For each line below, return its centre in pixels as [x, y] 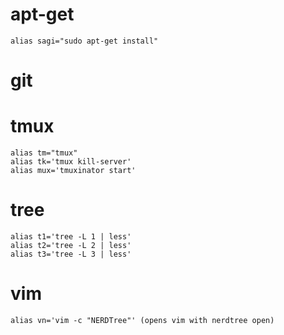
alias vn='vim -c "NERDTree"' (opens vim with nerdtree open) [142, 320]
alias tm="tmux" [44, 153]
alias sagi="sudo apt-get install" [84, 41]
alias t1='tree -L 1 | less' [71, 237]
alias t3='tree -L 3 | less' [71, 254]
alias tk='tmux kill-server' [71, 162]
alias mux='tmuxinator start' [73, 171]
